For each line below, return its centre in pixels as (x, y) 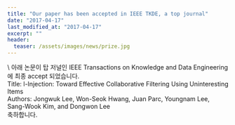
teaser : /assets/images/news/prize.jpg (72, 46)
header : (19, 40)
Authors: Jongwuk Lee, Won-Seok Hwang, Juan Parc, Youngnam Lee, (109, 99)
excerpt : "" (25, 33)
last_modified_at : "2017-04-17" (54, 27)
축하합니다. (22, 114)
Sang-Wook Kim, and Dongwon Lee (59, 106)
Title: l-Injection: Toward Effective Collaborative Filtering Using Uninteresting (118, 84)
